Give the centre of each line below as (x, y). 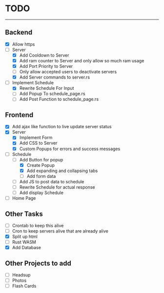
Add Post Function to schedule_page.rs (59, 99)
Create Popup (41, 165)
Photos (19, 280)
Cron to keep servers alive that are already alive (60, 231)
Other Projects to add (38, 263)
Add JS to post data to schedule (52, 181)
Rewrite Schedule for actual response (57, 187)
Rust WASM (24, 242)
